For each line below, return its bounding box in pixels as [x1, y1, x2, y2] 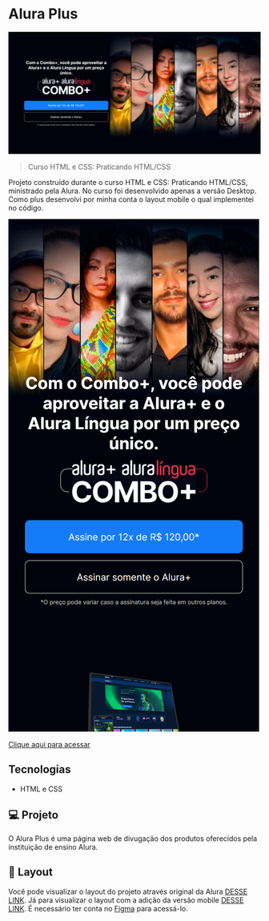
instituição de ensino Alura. [8, 842, 98, 851]
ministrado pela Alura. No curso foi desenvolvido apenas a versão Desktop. [8, 186, 257, 196]
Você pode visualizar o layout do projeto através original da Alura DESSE [8, 887, 248, 896]
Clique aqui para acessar [8, 740, 90, 750]
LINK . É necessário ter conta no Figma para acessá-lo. [8, 903, 188, 913]
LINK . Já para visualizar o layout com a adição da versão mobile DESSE [8, 895, 244, 905]
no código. [8, 203, 44, 213]
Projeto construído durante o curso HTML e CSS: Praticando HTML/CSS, [8, 178, 248, 187]
